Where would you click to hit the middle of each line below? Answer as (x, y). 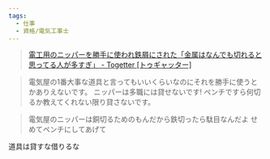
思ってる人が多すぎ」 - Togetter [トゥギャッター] (110, 65)
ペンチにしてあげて (75, 129)
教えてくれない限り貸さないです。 (99, 103)
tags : (17, 16)
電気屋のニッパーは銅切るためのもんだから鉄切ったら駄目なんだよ (138, 119)
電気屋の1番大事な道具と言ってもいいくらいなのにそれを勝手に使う (139, 82)
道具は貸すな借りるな (44, 147)
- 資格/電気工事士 (43, 31)
